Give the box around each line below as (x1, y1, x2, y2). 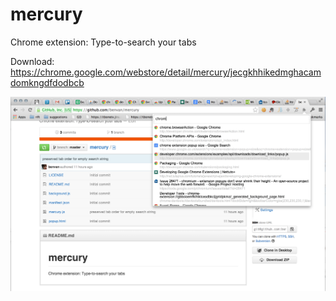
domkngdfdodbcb (10, 76, 85, 88)
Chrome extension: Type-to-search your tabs (10, 36, 197, 48)
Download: (10, 55, 55, 67)
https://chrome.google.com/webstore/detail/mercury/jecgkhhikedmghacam (10, 66, 322, 78)
